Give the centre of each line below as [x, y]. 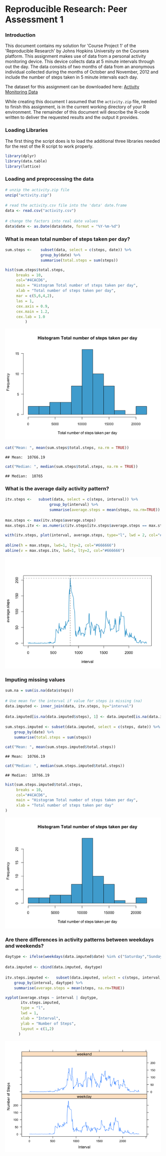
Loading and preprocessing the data [49, 179]
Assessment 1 [34, 20]
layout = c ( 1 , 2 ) [37, 1029]
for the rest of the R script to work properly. [49, 146]
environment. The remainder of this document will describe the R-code [77, 112]
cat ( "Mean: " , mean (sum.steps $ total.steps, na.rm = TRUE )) [67, 448]
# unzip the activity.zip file [37, 190]
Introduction [20, 35]
